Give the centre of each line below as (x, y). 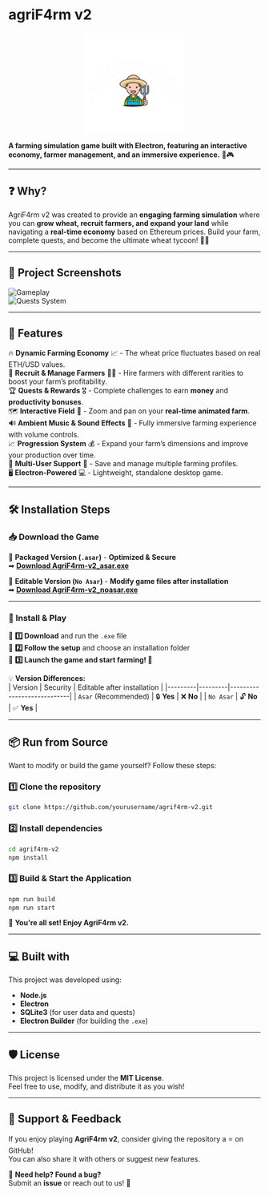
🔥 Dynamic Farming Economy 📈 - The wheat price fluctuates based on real (134, 353)
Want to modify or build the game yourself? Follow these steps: (112, 766)
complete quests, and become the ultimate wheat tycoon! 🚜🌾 (109, 240)
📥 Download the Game (54, 537)
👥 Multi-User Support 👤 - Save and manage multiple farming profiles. (123, 464)
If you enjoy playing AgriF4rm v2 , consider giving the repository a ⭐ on (126, 1138)
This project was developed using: (65, 980)
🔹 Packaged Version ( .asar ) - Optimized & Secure (92, 558)
